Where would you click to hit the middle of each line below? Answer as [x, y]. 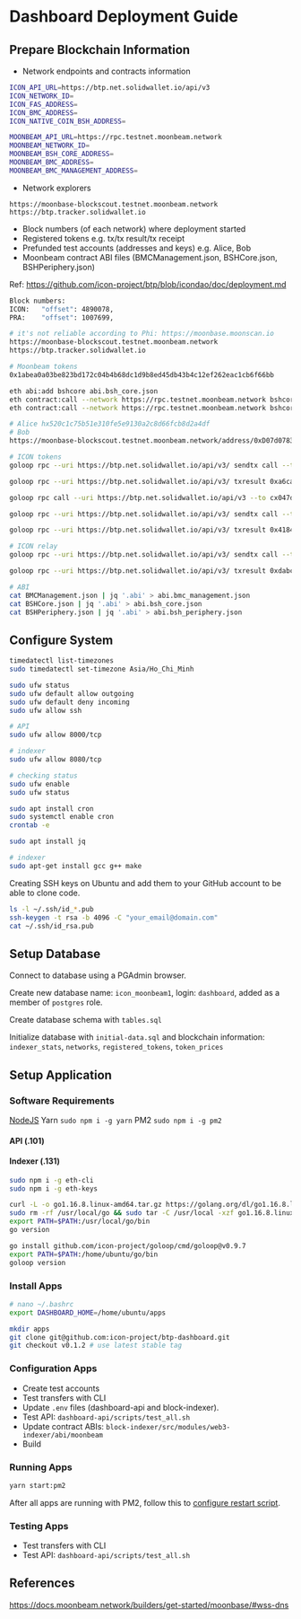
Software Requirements [62, 1100]
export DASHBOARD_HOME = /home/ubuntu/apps [88, 1313]
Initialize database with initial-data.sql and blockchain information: [138, 1037]
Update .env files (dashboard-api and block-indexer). [120, 1407]
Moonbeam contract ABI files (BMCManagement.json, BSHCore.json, [150, 257]
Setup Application [60, 1075]
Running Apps [41, 1467]
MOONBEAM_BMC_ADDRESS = [52, 163]
